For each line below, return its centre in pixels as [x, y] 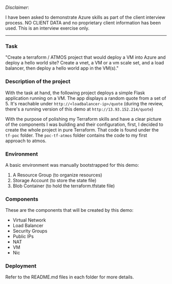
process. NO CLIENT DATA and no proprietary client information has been [83, 23]
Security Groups [30, 231]
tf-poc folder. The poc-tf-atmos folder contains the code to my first [76, 135]
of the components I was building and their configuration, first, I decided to [84, 124]
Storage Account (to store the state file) [55, 180]
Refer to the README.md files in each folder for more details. [70, 277]
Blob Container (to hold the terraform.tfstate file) [64, 186]
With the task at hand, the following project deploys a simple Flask [75, 93]
